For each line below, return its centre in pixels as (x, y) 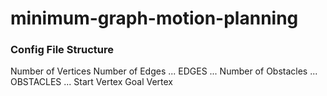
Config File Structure (62, 50)
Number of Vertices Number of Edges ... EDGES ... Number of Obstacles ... (164, 71)
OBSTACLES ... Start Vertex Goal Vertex (91, 82)
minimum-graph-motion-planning (154, 18)
